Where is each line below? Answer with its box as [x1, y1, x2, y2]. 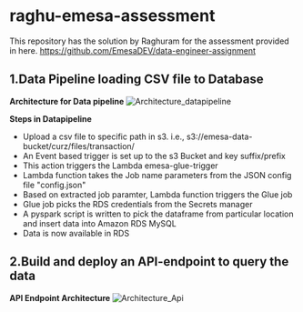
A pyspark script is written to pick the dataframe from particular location [22, 208, 294, 219]
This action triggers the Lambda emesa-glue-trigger [22, 160, 218, 171]
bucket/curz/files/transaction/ [22, 140, 135, 151]
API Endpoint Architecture [9, 292, 111, 303]
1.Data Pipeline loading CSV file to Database [9, 72, 264, 87]
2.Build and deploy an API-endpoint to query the [9, 254, 289, 269]
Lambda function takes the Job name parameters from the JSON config [22, 169, 292, 180]
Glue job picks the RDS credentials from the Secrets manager [22, 198, 253, 209]
